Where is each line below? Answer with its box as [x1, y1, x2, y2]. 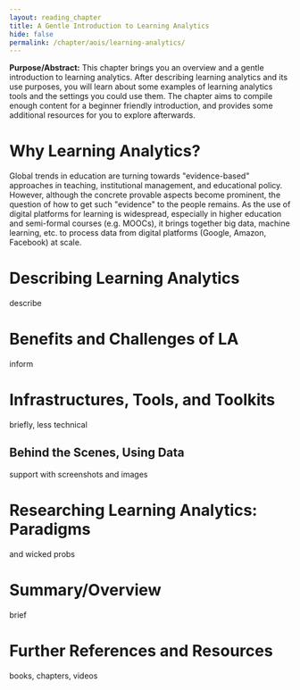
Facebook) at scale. [9, 237, 82, 248]
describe [9, 298, 42, 309]
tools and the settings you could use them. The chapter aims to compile [9, 91, 273, 102]
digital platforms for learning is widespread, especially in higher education [9, 209, 282, 220]
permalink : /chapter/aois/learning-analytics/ [9, 37, 186, 47]
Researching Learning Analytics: [9, 501, 258, 520]
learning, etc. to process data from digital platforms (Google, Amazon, [9, 228, 267, 238]
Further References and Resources [9, 640, 274, 661]
